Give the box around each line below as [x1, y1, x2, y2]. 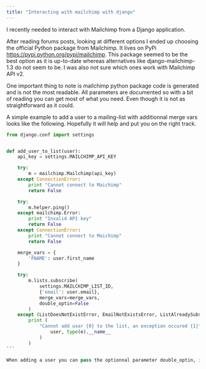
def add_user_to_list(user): [6, 148, 81, 154]
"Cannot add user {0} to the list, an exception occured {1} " [39, 323, 202, 329]
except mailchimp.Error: [17, 210, 81, 216]
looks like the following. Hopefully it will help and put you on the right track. [6, 120, 197, 127]
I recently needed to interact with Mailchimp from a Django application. [6, 26, 186, 33]
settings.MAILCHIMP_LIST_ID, [39, 283, 114, 289]
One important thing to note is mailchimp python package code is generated [6, 82, 199, 89]
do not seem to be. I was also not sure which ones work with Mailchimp [14, 64, 196, 71]
